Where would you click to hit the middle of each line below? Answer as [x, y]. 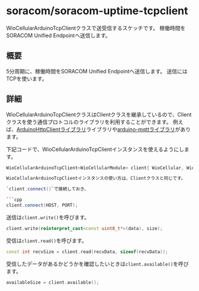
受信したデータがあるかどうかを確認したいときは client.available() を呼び [97, 264]
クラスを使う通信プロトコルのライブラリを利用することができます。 [89, 122]
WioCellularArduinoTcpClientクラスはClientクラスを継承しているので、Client [99, 114]
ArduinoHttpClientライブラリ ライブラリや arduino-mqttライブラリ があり [104, 129]
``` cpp [14, 200]
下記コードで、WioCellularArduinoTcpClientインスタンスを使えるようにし [95, 149]
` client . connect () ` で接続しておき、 [47, 189]
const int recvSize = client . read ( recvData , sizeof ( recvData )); [87, 252]
